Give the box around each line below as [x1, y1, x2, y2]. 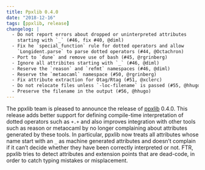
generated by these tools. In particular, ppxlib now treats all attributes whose [6, 130, 199, 138]
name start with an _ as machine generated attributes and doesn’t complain [6, 137, 196, 144]
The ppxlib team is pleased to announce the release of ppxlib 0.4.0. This [6, 105, 188, 112]
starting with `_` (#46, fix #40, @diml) [17, 37, 124, 43]
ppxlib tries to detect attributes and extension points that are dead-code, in [6, 150, 195, 157]
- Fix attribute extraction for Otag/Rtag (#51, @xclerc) [12, 77, 163, 83]
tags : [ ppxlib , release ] [6, 20, 70, 26]
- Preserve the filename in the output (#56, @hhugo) [12, 88, 151, 94]
